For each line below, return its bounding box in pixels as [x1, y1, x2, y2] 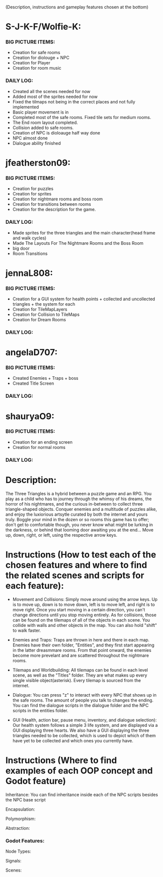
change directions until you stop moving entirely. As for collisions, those [12, 612, 157, 618]
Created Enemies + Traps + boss [12, 375, 79, 381]
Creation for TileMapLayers [12, 307, 67, 312]
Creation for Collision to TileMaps [12, 312, 80, 317]
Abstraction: [5, 825, 31, 831]
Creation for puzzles [12, 186, 54, 192]
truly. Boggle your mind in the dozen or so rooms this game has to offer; [5, 516, 149, 522]
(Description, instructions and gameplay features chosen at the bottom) [5, 4, 148, 10]
